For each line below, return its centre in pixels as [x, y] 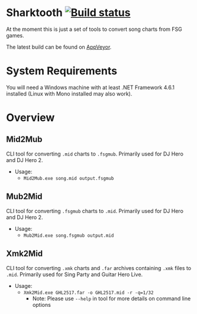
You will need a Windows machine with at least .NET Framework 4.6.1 [90, 87]
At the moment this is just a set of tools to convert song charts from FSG [94, 29]
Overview [30, 118]
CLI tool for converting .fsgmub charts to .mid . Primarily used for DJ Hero [95, 211]
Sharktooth [35, 13]
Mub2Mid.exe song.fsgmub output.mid [69, 235]
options [42, 305]
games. [15, 35]
